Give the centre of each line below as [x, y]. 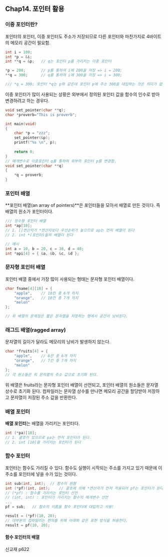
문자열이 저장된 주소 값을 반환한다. [44, 397]
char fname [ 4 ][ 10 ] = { [29, 289]
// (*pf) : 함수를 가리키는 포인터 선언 [41, 493]
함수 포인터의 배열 [22, 537]
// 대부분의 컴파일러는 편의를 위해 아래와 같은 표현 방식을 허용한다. [67, 520]
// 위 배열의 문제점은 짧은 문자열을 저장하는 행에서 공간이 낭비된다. [67, 316]
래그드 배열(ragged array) [35, 330]
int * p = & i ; [19, 57]
